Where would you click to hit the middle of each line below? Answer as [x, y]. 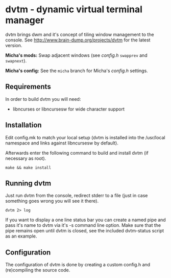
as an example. [21, 236]
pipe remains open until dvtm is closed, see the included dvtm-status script [85, 231]
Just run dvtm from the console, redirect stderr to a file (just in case [77, 196]
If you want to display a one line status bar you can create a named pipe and [86, 220]
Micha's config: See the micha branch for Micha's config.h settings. [77, 71]
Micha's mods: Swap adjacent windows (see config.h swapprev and [76, 55]
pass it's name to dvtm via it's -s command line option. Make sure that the [83, 225]
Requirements [28, 87]
